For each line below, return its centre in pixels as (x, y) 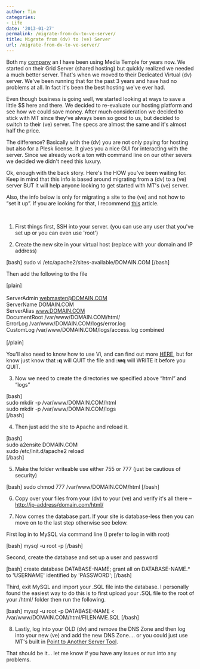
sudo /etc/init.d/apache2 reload (45, 451)
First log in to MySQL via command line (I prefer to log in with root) (88, 534)
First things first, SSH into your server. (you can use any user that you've (104, 226)
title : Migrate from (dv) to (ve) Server (59, 39)
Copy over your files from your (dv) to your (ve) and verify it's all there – (103, 498)
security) (26, 475)
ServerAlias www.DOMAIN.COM (46, 310)
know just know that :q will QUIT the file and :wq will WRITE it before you (96, 360)
